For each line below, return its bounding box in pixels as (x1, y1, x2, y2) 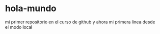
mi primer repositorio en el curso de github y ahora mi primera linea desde (5, 19, 156, 25)
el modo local (5, 24, 33, 30)
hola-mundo (5, 3, 56, 14)
